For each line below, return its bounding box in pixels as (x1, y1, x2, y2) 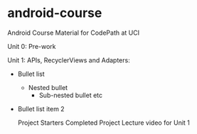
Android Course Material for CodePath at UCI (7, 28, 140, 37)
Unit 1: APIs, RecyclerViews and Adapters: (7, 55, 130, 65)
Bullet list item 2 (17, 104, 65, 113)
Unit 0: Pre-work (7, 42, 56, 50)
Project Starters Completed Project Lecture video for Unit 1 (17, 118, 191, 127)
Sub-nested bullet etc (38, 91, 103, 99)
